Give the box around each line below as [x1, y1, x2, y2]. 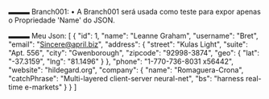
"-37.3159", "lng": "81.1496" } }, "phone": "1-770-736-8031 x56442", [8, 56, 234, 66]
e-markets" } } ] [24, 82, 77, 92]
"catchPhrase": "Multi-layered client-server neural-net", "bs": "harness [8, 74, 244, 83]
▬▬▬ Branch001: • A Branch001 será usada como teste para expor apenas [8, 7, 262, 16]
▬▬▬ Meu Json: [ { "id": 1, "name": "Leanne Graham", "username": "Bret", [8, 31, 259, 40]
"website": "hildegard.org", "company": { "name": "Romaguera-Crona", [8, 65, 244, 75]
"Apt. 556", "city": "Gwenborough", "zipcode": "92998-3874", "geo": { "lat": [8, 48, 260, 57]
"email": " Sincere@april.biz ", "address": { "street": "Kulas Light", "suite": [8, 39, 248, 49]
